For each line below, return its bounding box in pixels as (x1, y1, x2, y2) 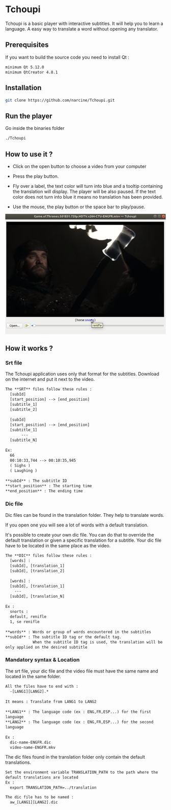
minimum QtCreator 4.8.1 (5, 70, 58, 75)
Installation (5, 83, 42, 92)
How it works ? (5, 344, 53, 352)
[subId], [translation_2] (10, 568, 65, 573)
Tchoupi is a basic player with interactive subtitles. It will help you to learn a (5, 20, 164, 26)
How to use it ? (5, 150, 53, 158)
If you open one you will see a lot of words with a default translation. (5, 522, 149, 528)
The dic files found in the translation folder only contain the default (5, 753, 145, 760)
